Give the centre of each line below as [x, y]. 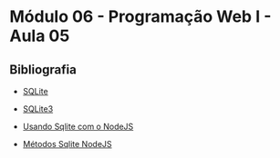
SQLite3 [38, 109]
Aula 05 [40, 36]
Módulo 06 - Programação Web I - [140, 17]
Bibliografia [43, 69]
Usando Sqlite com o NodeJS [78, 126]
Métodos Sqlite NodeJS [67, 144]
